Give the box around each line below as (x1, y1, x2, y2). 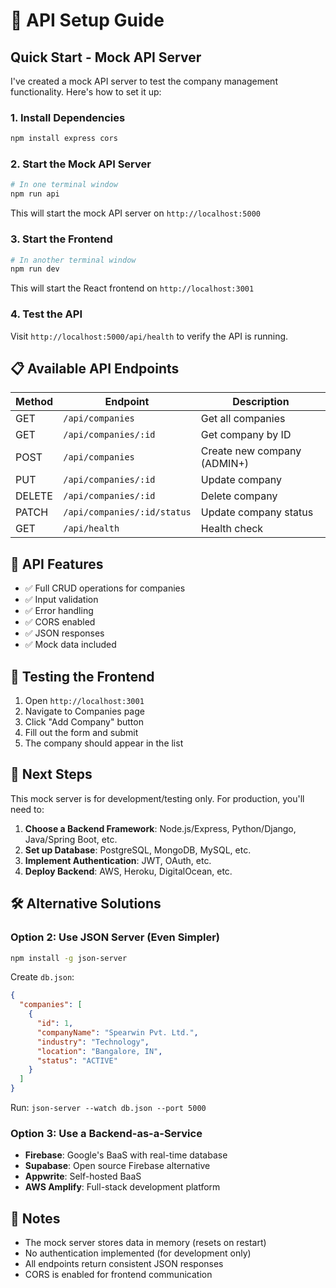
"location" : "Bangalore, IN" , (36, 1046, 163, 1056)
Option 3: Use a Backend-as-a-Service (10, 1126, 203, 1140)
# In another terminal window (10, 255, 137, 265)
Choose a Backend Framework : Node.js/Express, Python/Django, (24, 822, 297, 834)
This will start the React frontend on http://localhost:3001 (10, 282, 255, 294)
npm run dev (10, 264, 60, 274)
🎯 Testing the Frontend (10, 668, 155, 685)
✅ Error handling (24, 605, 94, 617)
